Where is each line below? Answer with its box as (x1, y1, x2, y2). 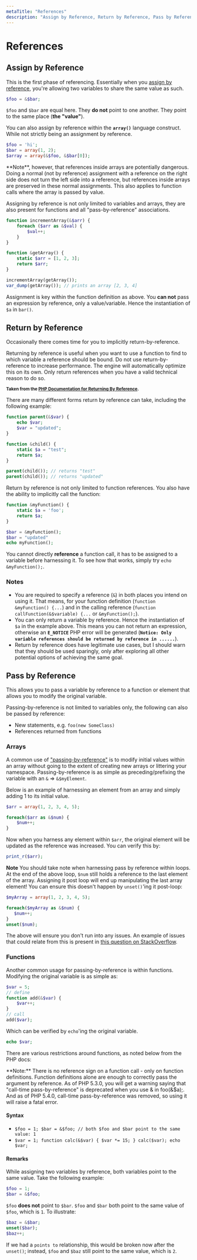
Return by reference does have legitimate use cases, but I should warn (14, 641, 186, 648)
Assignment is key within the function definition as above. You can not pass (6, 293, 189, 300)
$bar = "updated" (6, 534, 49, 540)
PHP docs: (6, 1056, 32, 1063)
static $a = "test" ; (16, 447, 67, 453)
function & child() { (6, 441, 57, 447)
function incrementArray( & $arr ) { (6, 218, 91, 224)
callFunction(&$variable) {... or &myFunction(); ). (14, 610, 140, 617)
